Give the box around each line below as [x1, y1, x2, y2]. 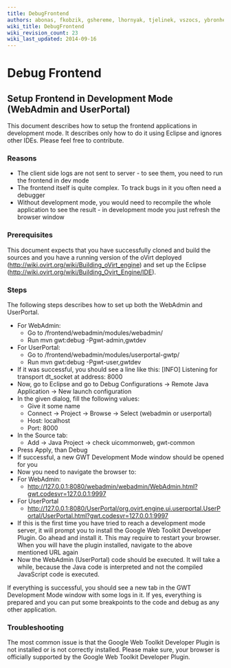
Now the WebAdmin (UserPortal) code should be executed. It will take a [16, 556, 221, 564]
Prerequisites [7, 230, 53, 240]
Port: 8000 [27, 424, 58, 432]
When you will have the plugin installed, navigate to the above [16, 541, 192, 550]
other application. [7, 605, 57, 614]
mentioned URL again [16, 548, 79, 556]
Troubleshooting [7, 623, 64, 632]
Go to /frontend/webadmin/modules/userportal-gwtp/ [27, 351, 180, 359]
